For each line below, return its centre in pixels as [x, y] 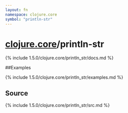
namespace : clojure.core [31, 15]
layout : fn [17, 10]
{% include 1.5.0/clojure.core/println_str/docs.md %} [59, 58]
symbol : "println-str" [29, 19]
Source [17, 93]
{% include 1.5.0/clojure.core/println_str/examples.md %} [64, 77]
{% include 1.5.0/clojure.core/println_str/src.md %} [58, 105]
